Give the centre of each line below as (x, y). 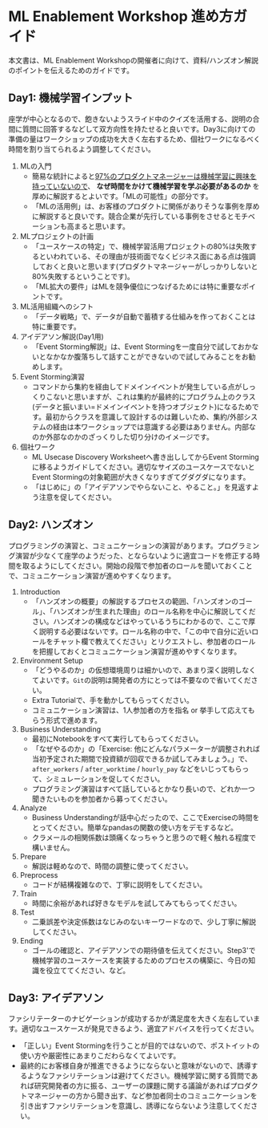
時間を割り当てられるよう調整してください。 (82, 148)
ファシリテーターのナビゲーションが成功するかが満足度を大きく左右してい (131, 1019)
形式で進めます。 (74, 720)
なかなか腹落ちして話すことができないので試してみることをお (148, 356)
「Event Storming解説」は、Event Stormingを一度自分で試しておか (142, 347)
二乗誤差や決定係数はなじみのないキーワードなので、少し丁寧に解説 (144, 921)
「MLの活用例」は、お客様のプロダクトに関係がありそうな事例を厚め (146, 206)
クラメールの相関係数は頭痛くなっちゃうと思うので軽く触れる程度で (144, 837)
